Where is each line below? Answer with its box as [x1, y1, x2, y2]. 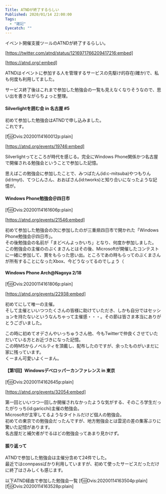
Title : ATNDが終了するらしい [5, 7, 59, 12]
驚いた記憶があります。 [5, 424, 53, 430]
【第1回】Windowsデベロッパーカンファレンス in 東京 [5, 368, 115, 373]
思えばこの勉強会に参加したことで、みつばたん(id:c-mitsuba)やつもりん [5, 170, 151, 177]
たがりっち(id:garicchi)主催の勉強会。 [5, 405, 82, 411]
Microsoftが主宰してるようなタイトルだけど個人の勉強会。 [5, 411, 125, 417]
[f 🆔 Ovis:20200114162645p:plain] [5, 379, 74, 385]
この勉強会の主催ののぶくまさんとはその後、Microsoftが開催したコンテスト [5, 246, 160, 251]
